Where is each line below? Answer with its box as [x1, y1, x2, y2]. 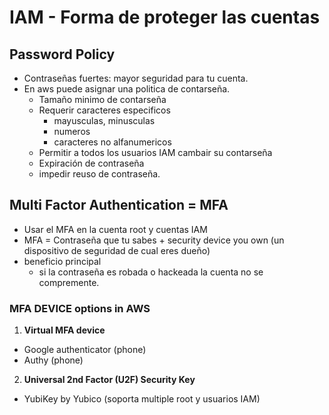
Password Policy [9, 46, 116, 63]
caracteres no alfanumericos [53, 136, 172, 148]
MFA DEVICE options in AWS [9, 301, 151, 315]
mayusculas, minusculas [53, 115, 156, 126]
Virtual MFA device [23, 324, 106, 336]
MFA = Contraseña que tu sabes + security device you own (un [23, 234, 285, 246]
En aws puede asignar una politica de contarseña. [23, 83, 231, 95]
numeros [53, 126, 91, 137]
